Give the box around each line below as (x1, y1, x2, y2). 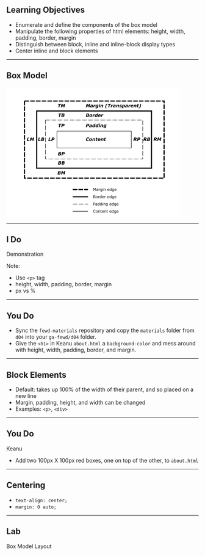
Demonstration (6, 250, 44, 258)
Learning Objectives (6, 5, 85, 15)
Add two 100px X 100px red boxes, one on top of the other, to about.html (15, 457, 199, 464)
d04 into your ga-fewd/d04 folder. (15, 333, 96, 341)
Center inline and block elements (15, 47, 98, 54)
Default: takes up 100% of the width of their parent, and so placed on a (15, 386, 194, 393)
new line (15, 392, 37, 400)
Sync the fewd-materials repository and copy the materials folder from (15, 327, 195, 334)
